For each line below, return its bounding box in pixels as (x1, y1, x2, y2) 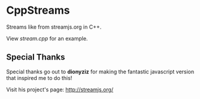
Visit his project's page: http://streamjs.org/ (6, 86, 114, 93)
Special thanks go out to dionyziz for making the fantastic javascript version (6, 68, 195, 75)
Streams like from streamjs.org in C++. (6, 23, 102, 30)
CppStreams (6, 4, 70, 17)
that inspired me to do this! (6, 74, 72, 81)
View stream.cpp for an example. (6, 35, 88, 42)
